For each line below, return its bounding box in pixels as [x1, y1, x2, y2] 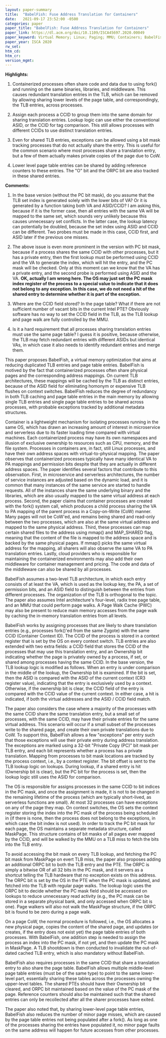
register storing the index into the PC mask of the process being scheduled [5, 810, 158, 816]
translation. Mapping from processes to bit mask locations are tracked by [5, 753, 154, 759]
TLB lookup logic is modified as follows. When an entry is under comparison [5, 665, 161, 671]
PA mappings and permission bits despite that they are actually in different [5, 461, 157, 467]
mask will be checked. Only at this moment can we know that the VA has [12, 265, 160, 271]
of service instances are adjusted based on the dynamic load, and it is [5, 477, 148, 483]
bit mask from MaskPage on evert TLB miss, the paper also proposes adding [5, 856, 161, 862]
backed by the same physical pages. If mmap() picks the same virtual [5, 540, 147, 546]
